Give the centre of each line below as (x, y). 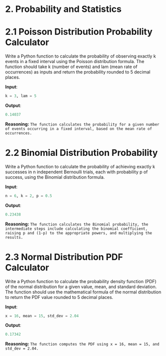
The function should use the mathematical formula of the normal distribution (83, 292)
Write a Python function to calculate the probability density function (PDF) (81, 281)
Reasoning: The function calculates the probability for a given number (82, 124)
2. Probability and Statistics (63, 9)
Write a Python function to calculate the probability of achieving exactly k (80, 166)
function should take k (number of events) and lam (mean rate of (71, 67)
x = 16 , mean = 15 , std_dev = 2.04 (42, 316)
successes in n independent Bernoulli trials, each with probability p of (77, 172)
